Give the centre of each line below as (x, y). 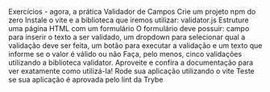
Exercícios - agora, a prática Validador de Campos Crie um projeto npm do (132, 12)
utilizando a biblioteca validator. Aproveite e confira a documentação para (131, 62)
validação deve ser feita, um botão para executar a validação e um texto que (135, 46)
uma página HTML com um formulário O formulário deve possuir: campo (129, 28)
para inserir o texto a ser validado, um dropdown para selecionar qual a (127, 37)
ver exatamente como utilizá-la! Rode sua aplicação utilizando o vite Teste (132, 71)
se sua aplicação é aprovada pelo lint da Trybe (86, 80)
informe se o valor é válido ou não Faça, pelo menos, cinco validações (125, 54)
